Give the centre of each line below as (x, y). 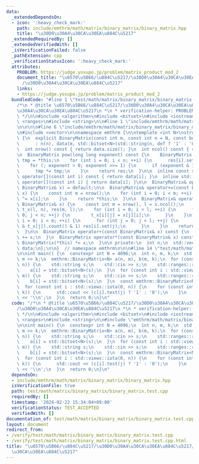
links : (25, 89)
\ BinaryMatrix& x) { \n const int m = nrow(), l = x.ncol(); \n (100, 204)
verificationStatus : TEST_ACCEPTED (55, 408)
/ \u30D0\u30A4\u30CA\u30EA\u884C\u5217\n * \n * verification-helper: (105, 309)
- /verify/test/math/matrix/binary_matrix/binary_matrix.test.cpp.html (96, 441)
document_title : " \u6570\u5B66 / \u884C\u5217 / (74, 78)
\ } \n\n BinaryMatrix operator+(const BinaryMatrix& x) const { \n (103, 231)
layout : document (28, 424)
